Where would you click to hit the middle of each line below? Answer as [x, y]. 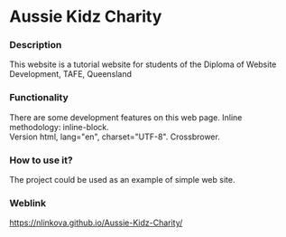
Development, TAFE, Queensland [71, 74]
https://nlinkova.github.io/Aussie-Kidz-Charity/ [96, 223]
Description [36, 45]
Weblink [28, 203]
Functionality [39, 98]
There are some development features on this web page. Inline [126, 117]
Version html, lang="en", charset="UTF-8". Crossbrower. [115, 137]
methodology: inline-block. [60, 127]
